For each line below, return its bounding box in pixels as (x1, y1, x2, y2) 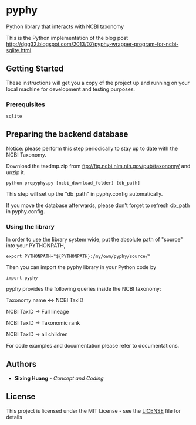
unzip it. (6, 168, 26, 176)
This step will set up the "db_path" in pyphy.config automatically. (6, 190, 163, 197)
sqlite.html (6, 46, 31, 53)
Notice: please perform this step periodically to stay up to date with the (6, 145, 178, 152)
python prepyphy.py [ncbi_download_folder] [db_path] (6, 180, 141, 186)
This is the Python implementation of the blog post (6, 34, 129, 41)
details (6, 413, 22, 420)
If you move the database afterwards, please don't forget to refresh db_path (6, 202, 190, 209)
